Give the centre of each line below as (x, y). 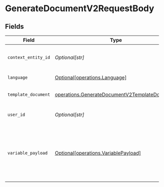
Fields (15, 27)
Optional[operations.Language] (91, 77)
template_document (29, 95)
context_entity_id (29, 57)
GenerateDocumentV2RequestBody (80, 9)
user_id (16, 115)
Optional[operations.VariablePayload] (98, 153)
